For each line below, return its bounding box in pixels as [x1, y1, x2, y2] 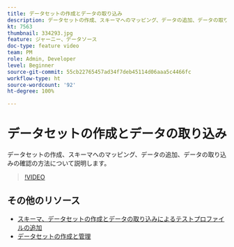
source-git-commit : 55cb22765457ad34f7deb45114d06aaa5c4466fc [7, 68, 192, 75]
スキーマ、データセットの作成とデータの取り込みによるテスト [17, 214, 194, 223]
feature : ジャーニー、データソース [7, 36, 97, 43]
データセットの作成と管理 [17, 232, 91, 240]
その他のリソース [7, 195, 80, 207]
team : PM [7, 49, 33, 56]
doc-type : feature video [7, 42, 79, 49]
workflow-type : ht [7, 74, 61, 82]
